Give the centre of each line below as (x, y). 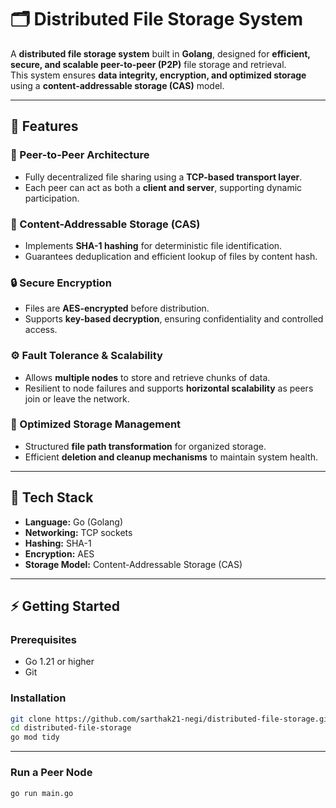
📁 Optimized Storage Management (96, 424)
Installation (38, 698)
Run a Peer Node (51, 773)
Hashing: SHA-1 (58, 543)
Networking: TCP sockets (78, 532)
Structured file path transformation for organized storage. (145, 446)
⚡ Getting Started (65, 606)
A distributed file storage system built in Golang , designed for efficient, (160, 53)
